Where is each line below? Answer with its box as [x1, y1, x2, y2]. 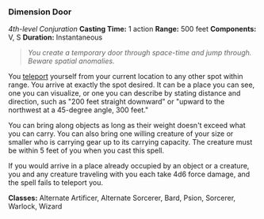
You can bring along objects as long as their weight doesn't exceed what [8, 121, 246, 130]
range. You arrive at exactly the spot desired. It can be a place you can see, [8, 80, 255, 89]
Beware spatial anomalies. [27, 56, 115, 66]
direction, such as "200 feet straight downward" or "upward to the [8, 97, 225, 107]
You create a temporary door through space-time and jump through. [27, 48, 252, 58]
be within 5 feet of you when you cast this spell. [8, 145, 165, 156]
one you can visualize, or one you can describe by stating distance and [8, 89, 241, 98]
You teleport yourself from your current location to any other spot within [8, 72, 243, 81]
